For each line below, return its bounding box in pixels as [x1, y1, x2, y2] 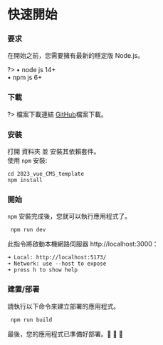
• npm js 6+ [7, 73, 43, 82]
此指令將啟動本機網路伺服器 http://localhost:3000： [7, 240, 159, 249]
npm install [7, 176, 43, 184]
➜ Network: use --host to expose [7, 260, 107, 268]
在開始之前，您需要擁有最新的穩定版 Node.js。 [7, 51, 144, 60]
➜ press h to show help [7, 266, 78, 274]
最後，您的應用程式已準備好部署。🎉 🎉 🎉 [7, 329, 123, 338]
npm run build [10, 316, 53, 324]
